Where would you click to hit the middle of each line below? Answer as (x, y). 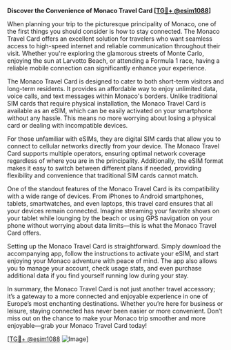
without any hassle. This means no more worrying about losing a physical (111, 118)
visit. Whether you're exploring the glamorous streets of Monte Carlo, (106, 53)
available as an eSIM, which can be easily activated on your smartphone (110, 111)
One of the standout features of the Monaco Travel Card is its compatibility (113, 189)
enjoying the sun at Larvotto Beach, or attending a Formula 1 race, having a (113, 61)
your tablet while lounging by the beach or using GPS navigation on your (110, 218)
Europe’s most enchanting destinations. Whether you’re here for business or (115, 303)
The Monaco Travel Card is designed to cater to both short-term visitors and (115, 81)
